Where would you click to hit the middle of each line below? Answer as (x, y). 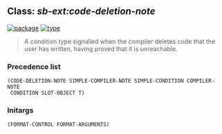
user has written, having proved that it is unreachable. (101, 48)
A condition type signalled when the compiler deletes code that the (120, 41)
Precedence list (34, 66)
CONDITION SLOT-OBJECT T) (47, 93)
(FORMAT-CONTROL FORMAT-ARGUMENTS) (58, 125)
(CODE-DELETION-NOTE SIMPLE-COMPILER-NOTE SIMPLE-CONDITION (96, 81)
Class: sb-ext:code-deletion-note (81, 11)
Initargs (20, 111)
